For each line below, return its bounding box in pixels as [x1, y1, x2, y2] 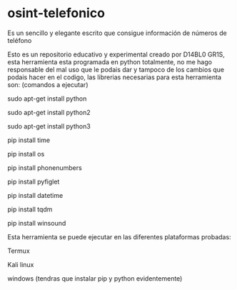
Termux [7, 246, 30, 255]
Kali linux [7, 260, 34, 269]
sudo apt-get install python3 [7, 121, 91, 130]
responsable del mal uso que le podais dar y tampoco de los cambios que [7, 65, 225, 74]
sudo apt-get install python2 [7, 108, 91, 116]
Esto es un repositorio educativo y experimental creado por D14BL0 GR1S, [7, 50, 225, 59]
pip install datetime [7, 191, 64, 199]
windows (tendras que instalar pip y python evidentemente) [7, 274, 183, 283]
